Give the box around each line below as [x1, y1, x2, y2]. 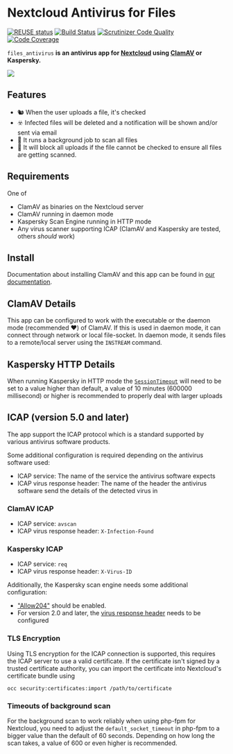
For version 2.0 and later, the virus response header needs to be [17, 609, 201, 617]
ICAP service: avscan [17, 520, 77, 528]
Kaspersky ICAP [7, 545, 64, 554]
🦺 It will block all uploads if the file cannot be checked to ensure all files [17, 143, 222, 151]
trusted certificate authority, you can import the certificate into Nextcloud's [7, 664, 222, 672]
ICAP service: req [17, 560, 67, 568]
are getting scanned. [17, 151, 77, 159]
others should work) [17, 232, 75, 240]
